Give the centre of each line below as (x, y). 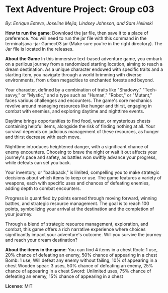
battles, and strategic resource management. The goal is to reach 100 (77, 203)
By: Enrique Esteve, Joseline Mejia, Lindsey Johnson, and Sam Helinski (79, 23)
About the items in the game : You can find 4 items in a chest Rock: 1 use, (81, 249)
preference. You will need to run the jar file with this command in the (76, 38)
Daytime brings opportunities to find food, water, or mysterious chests (78, 121)
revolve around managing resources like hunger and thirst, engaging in (78, 106)
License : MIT (19, 286)
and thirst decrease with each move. (43, 137)
